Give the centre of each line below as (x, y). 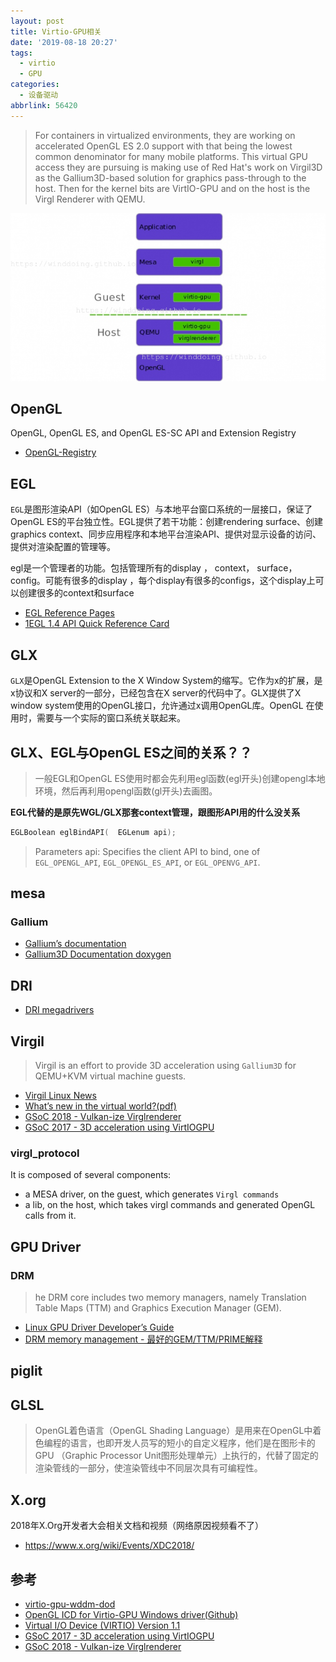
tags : (21, 53)
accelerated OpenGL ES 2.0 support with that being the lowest (163, 146)
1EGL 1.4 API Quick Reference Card (97, 624)
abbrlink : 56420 (44, 105)
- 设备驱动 (39, 95)
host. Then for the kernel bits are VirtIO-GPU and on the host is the (172, 188)
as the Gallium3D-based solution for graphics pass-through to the (170, 177)
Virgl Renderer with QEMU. (90, 199)
